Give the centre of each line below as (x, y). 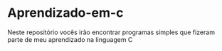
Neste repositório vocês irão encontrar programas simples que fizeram (111, 32)
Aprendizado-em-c (65, 13)
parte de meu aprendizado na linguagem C (70, 39)
